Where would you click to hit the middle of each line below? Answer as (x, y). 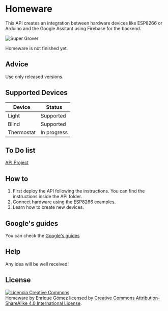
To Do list (20, 150)
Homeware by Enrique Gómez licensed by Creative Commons (70, 298)
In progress (54, 132)
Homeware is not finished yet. (37, 48)
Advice (17, 64)
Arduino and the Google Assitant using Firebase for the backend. (73, 28)
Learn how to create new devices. (48, 207)
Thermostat (22, 132)
